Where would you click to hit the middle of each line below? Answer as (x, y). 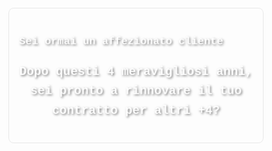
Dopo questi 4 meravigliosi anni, (136, 71)
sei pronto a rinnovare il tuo (136, 91)
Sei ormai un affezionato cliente (121, 42)
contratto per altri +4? (136, 110)
